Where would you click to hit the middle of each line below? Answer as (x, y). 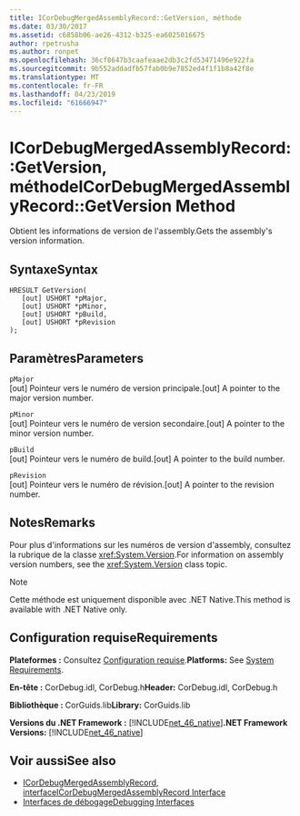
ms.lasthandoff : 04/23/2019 (63, 94)
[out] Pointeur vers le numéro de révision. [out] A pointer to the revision (142, 484)
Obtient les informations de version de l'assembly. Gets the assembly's (141, 231)
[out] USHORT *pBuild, (64, 315)
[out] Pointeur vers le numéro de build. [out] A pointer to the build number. (147, 459)
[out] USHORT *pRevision (69, 323)
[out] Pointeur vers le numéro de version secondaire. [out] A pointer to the (147, 423)
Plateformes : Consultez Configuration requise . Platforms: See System (142, 660)
